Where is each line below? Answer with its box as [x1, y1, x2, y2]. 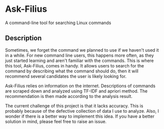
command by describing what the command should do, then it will [5, 68, 138, 74]
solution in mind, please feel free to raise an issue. [5, 118, 107, 124]
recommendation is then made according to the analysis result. [5, 93, 133, 99]
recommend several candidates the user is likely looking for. [5, 73, 127, 79]
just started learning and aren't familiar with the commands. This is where [5, 58, 154, 64]
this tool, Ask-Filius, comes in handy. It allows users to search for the [5, 63, 144, 68]
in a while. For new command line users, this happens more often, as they [5, 52, 154, 58]
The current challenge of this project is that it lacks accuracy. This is [5, 102, 143, 109]
